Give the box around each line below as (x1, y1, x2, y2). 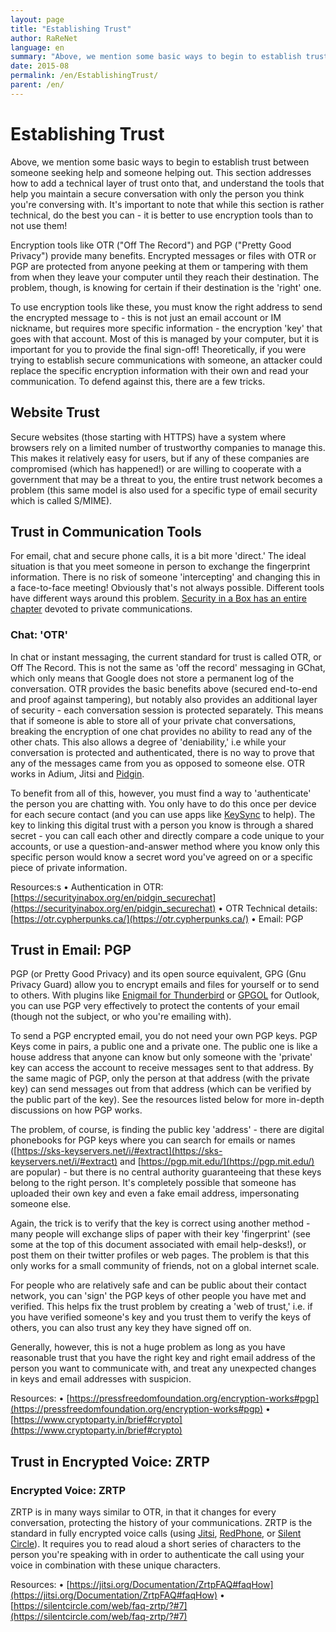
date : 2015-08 (10, 61, 70, 71)
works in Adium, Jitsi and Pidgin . (10, 767, 145, 780)
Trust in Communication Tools (10, 523, 202, 540)
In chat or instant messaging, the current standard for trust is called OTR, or (10, 651, 322, 663)
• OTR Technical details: (218, 902, 318, 914)
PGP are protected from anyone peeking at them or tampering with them (10, 260, 309, 272)
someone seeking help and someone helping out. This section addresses (10, 166, 312, 178)
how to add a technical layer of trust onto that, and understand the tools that (10, 177, 325, 189)
